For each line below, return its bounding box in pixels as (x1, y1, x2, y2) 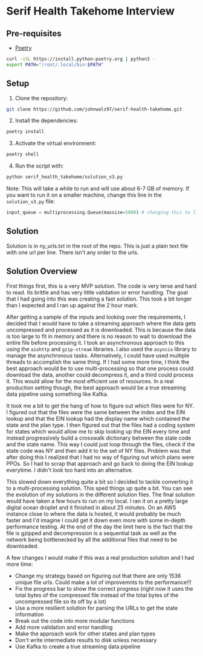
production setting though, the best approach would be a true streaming (6, 384, 186, 391)
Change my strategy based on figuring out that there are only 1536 (14, 572, 181, 579)
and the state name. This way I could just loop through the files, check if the (6, 440, 195, 448)
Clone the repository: (14, 94, 68, 102)
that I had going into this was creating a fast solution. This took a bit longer (6, 295, 192, 302)
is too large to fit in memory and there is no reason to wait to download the (6, 333, 192, 340)
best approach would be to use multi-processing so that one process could (6, 365, 194, 372)
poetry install (6, 129, 45, 135)
